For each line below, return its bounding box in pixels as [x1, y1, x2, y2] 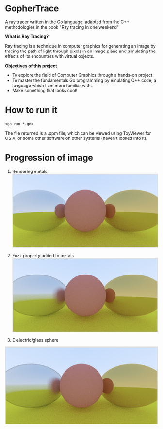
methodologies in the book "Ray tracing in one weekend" [5, 24, 119, 30]
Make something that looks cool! [12, 87, 78, 93]
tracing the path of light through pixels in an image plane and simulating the [5, 48, 156, 54]
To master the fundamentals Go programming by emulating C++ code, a [12, 77, 157, 83]
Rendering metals [12, 168, 48, 174]
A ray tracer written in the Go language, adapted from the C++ [5, 19, 130, 25]
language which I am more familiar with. [12, 82, 92, 88]
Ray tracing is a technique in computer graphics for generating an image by [5, 43, 156, 49]
